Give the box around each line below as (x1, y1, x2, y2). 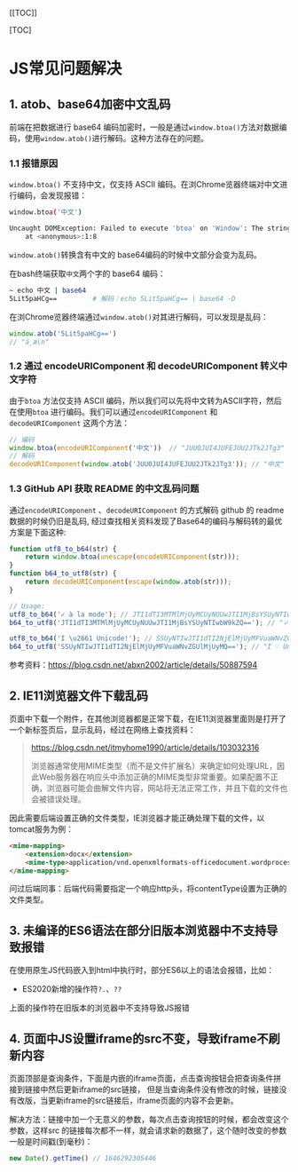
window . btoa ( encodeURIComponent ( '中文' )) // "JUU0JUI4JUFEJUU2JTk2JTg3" (9, 443, 286, 452)
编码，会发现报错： (16, 190, 87, 201)
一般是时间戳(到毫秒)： (9, 1136, 93, 1147)
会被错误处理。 (30, 794, 86, 804)
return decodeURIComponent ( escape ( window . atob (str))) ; (25, 577, 232, 587)
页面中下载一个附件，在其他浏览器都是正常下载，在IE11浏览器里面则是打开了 (9, 713, 286, 724)
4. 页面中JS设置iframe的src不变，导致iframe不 (9, 1031, 269, 1046)
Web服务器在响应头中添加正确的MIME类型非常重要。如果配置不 (38, 772, 271, 782)
